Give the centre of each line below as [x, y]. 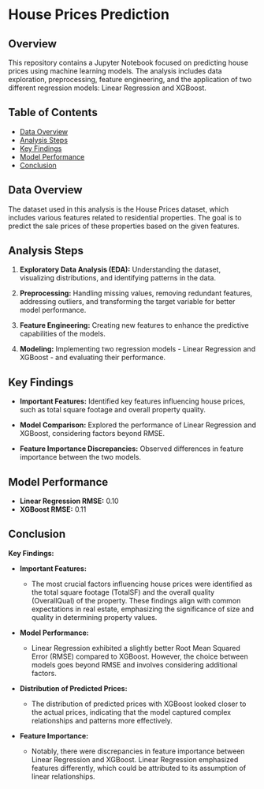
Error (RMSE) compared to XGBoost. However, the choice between [139, 656]
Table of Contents [53, 113]
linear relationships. [63, 776]
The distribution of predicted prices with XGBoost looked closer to [139, 704]
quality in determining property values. [94, 617]
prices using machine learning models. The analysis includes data [115, 71]
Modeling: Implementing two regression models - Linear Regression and [138, 349]
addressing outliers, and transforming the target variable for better [127, 302]
